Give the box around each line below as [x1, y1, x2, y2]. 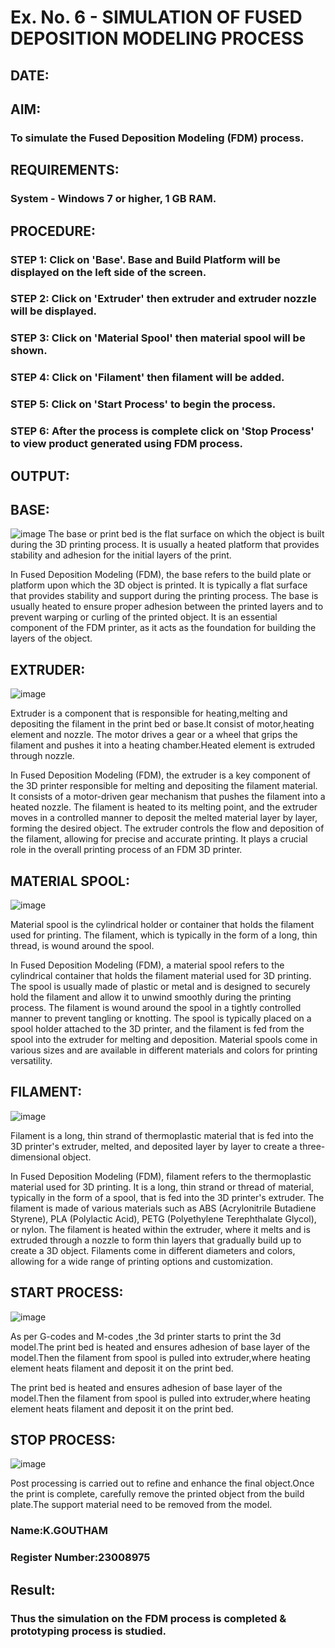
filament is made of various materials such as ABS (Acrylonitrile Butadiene [10, 1202, 317, 1214]
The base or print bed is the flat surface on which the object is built [48, 528, 325, 540]
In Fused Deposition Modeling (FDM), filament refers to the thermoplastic [10, 1170, 312, 1182]
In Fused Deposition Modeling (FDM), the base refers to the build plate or [10, 569, 312, 581]
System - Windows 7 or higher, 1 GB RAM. [10, 192, 217, 206]
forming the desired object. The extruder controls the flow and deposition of [10, 822, 325, 835]
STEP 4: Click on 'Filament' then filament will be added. [10, 371, 285, 385]
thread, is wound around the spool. [10, 939, 155, 951]
